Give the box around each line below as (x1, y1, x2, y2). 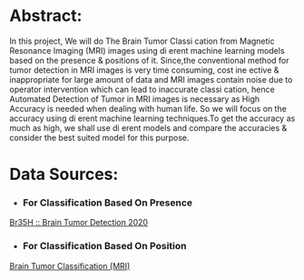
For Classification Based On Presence (22, 196, 193, 209)
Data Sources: (9, 165, 119, 185)
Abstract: (9, 5, 83, 26)
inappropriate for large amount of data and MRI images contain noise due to (9, 74, 293, 85)
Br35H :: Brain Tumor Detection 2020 (9, 217, 148, 228)
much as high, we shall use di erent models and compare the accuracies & (9, 122, 288, 133)
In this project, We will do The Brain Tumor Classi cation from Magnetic (9, 35, 275, 46)
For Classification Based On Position (22, 240, 187, 253)
